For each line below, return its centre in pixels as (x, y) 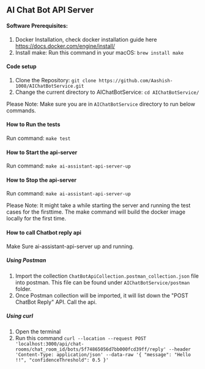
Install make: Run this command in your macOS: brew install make (99, 52)
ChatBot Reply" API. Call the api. (56, 302)
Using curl (20, 316)
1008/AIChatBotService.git (50, 86)
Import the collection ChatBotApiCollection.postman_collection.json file (107, 276)
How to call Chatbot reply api (44, 232)
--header (180, 349)
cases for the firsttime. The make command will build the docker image (96, 212)
